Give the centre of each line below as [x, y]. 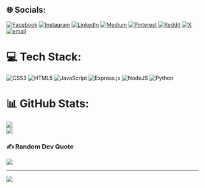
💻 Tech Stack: [44, 57]
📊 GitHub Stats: [48, 103]
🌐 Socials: [26, 10]
